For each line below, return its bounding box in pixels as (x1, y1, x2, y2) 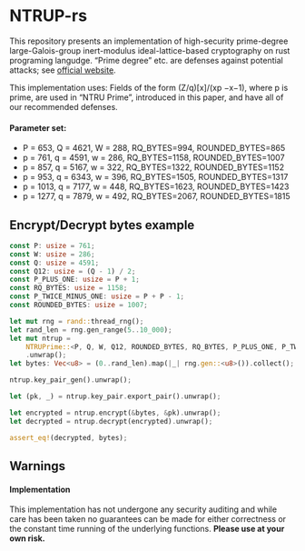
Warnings (9, 458, 66, 474)
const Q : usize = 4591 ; (9, 258, 100, 267)
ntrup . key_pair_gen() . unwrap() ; (9, 376, 132, 385)
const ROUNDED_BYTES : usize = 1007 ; (9, 301, 148, 310)
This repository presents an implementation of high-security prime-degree (9, 35, 289, 46)
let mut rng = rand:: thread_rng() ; (9, 316, 144, 326)
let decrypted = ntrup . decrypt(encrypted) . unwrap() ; (9, 416, 213, 426)
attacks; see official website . (9, 65, 116, 75)
